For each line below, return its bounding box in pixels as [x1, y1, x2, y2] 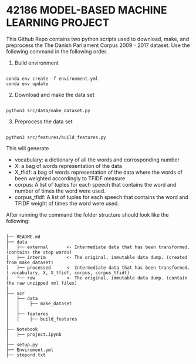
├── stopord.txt [6, 352, 46, 358]
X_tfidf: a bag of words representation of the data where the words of [14, 168, 183, 176]
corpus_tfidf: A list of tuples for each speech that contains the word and [14, 193, 189, 200]
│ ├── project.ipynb [6, 331, 62, 338]
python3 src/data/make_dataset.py [6, 107, 91, 113]
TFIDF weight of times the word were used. [14, 200, 119, 207]
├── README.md [6, 234, 41, 240]
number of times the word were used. [14, 187, 106, 194]
